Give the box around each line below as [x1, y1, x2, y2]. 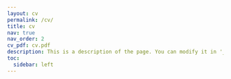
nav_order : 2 [7, 36, 45, 43]
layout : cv [7, 10, 38, 17]
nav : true [7, 29, 36, 36]
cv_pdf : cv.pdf [7, 42, 51, 49]
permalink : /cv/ [7, 16, 54, 23]
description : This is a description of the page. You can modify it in [7, 49, 217, 56]
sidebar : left [13, 61, 54, 68]
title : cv [7, 23, 36, 30]
